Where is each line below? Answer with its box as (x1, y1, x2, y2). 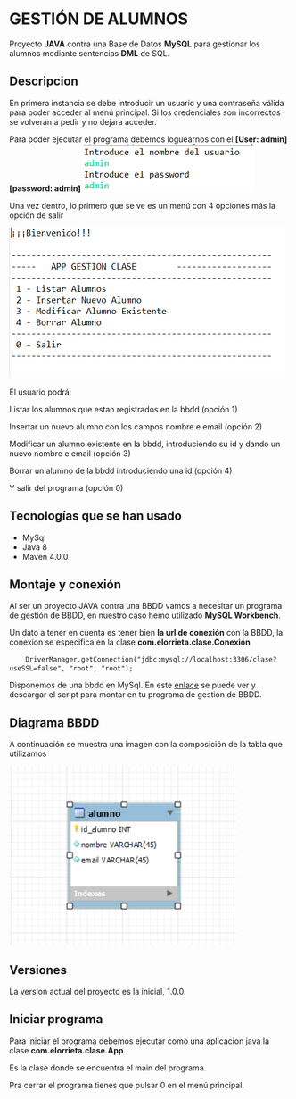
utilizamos (9, 748, 47, 759)
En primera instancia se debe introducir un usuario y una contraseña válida (9, 97, 284, 108)
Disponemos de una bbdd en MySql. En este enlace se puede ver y (9, 679, 256, 691)
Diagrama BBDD (9, 715, 100, 730)
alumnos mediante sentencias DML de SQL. (9, 47, 170, 58)
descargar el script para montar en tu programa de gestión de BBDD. (9, 689, 262, 700)
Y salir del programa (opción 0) (9, 482, 124, 493)
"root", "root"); (69, 664, 134, 673)
